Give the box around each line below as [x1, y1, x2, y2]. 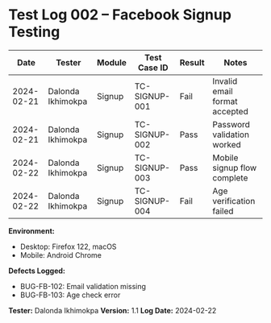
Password [212, 118, 250, 130]
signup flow [212, 162, 257, 173]
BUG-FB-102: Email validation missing [19, 281, 147, 291]
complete [212, 172, 248, 183]
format [212, 95, 238, 106]
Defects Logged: [8, 266, 66, 275]
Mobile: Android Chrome [19, 250, 102, 259]
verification [212, 195, 256, 206]
